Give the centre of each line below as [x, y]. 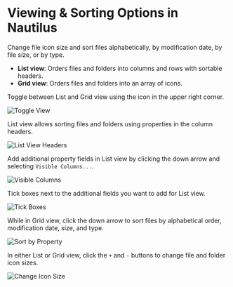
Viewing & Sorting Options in [93, 13]
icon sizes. [23, 262]
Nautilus [32, 28]
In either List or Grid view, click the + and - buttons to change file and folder [116, 255]
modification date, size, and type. [55, 228]
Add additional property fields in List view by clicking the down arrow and [113, 159]
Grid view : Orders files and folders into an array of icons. [100, 83]
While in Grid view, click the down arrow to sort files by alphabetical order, [115, 220]
